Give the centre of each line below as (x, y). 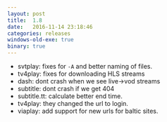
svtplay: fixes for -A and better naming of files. (85, 66)
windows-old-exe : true (41, 40)
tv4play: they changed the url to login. (73, 103)
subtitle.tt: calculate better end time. (70, 96)
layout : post (26, 14)
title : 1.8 (25, 20)
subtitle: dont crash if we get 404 (66, 89)
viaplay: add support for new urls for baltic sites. (88, 111)
